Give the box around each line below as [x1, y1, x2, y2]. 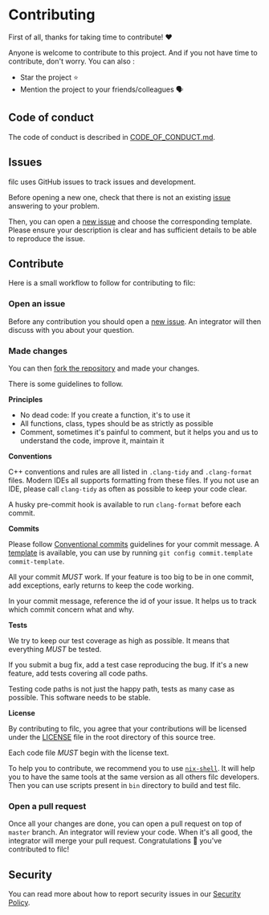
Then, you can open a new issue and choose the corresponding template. [8, 216, 253, 226]
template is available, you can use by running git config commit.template [8, 548, 253, 557]
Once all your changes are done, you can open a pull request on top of [8, 819, 243, 829]
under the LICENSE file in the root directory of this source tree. [8, 732, 216, 741]
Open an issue [8, 298, 66, 310]
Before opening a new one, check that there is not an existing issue [8, 192, 231, 202]
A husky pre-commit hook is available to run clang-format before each [8, 499, 242, 509]
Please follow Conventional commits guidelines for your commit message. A [8, 539, 259, 548]
